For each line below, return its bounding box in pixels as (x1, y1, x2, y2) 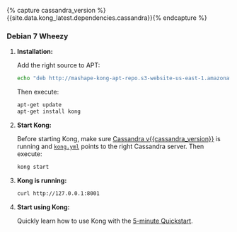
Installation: (16, 48, 54, 56)
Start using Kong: (16, 202, 70, 211)
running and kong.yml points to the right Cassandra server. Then (16, 142, 204, 150)
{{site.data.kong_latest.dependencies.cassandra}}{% (6, 13, 162, 22)
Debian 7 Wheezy (6, 31, 69, 41)
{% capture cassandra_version (6, 6, 96, 14)
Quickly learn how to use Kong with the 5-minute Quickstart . (16, 216, 193, 225)
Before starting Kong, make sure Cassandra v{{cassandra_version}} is (16, 134, 221, 143)
